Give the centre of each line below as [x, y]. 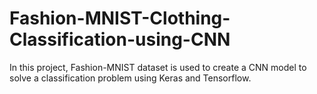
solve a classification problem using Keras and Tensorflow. [130, 78]
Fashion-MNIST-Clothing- [120, 18]
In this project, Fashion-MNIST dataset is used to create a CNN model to [158, 67]
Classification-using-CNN [120, 39]
